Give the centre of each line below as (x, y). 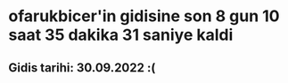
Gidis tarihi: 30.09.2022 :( (82, 68)
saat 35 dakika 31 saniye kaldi (121, 35)
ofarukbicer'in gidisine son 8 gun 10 (144, 16)
